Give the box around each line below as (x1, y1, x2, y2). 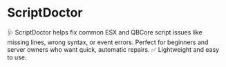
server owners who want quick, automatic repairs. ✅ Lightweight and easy (7, 45, 220, 53)
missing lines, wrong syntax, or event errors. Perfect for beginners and (7, 38, 209, 46)
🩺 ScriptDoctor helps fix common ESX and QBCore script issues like (7, 28, 203, 36)
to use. (7, 53, 27, 61)
